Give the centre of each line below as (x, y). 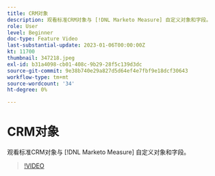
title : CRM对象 (28, 13)
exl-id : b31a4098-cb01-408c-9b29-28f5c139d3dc (75, 64)
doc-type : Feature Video (42, 39)
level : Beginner (30, 33)
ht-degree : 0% (27, 90)
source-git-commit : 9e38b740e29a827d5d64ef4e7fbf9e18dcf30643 (98, 71)
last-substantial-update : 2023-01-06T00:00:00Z (76, 45)
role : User (23, 26)
